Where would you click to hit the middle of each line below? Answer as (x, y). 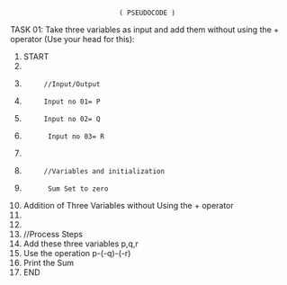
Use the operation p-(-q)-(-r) (77, 253)
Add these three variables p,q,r (81, 244)
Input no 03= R (76, 137)
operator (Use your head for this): (72, 39)
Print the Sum (49, 263)
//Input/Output (72, 85)
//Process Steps (53, 234)
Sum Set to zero (78, 189)
